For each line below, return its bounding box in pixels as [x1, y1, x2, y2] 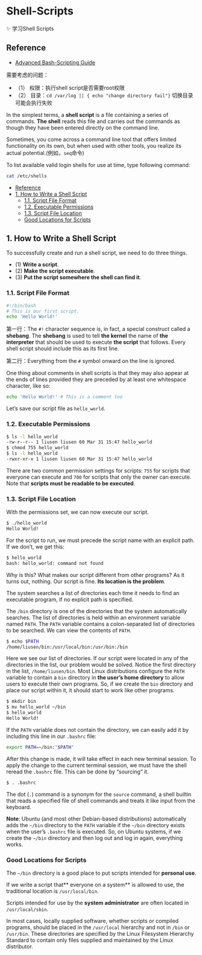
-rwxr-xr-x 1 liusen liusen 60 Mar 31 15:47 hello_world [6, 456, 153, 462]
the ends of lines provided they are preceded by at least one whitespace [6, 376, 186, 383]
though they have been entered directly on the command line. [6, 124, 160, 131]
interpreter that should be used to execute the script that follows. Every [6, 339, 186, 346]
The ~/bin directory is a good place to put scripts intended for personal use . [6, 869, 197, 877]
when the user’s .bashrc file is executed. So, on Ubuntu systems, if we [6, 828, 181, 835]
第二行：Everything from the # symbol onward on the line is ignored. [6, 358, 176, 365]
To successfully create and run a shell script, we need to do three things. [6, 249, 188, 257]
